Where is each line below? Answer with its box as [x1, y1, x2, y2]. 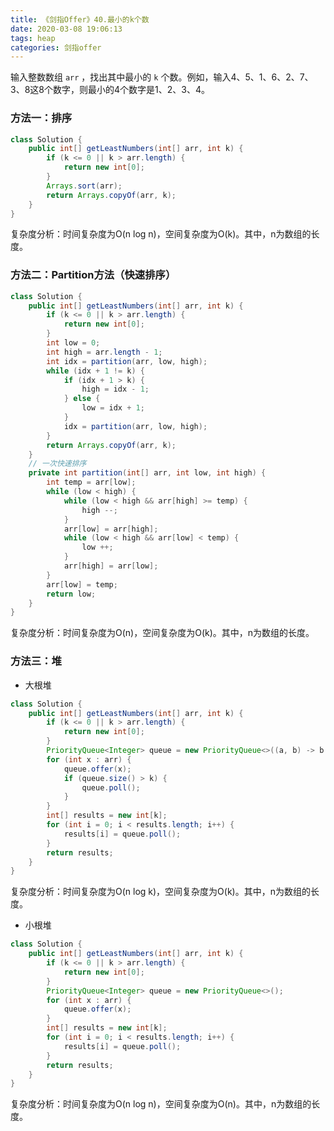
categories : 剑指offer [10, 42, 102, 53]
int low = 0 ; [46, 338, 101, 348]
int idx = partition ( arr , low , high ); [46, 356, 208, 366]
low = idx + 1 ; [81, 403, 145, 413]
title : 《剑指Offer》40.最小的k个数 [10, 14, 150, 25]
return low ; [46, 589, 97, 599]
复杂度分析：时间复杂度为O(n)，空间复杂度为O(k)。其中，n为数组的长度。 [10, 627, 315, 639]
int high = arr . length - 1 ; [46, 347, 163, 357]
